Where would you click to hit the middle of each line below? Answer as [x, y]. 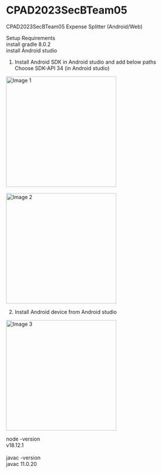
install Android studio [32, 50]
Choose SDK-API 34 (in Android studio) [62, 68]
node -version [23, 439]
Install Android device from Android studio [66, 312]
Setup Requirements [31, 38]
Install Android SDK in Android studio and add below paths [85, 62]
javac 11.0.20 [21, 464]
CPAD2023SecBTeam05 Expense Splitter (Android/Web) [74, 27]
